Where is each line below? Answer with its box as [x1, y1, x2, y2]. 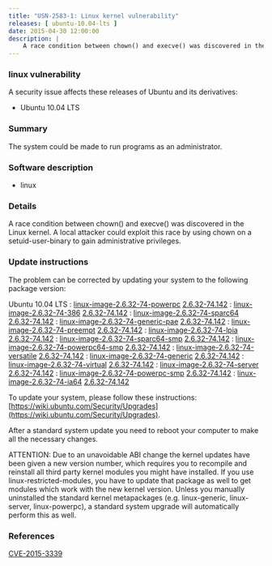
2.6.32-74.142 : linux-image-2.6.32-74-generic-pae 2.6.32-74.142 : [8, 316, 230, 326]
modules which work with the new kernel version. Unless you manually [8, 484, 245, 494]
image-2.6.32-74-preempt [8, 325, 96, 335]
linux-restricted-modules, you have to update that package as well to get [8, 475, 251, 485]
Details [8, 200, 37, 212]
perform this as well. [8, 510, 77, 520]
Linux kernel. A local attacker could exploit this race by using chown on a [8, 228, 253, 238]
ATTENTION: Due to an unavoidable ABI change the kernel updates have [8, 449, 251, 459]
